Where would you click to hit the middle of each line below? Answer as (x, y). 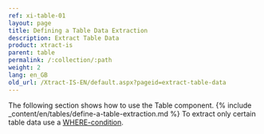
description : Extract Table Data (64, 38)
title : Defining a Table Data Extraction (78, 30)
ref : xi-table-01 (37, 16)
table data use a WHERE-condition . (66, 122)
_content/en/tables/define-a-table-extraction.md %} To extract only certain (132, 113)
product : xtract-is (41, 45)
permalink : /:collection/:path (60, 61)
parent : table (32, 53)
